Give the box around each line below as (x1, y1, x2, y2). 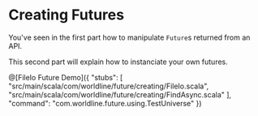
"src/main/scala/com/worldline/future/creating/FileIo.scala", (8, 81, 209, 91)
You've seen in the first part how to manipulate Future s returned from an (8, 32, 251, 42)
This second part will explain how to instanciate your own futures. (8, 57, 229, 67)
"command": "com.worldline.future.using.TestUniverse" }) (8, 98, 202, 108)
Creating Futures (8, 6, 124, 24)
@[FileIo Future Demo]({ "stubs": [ (8, 72, 123, 82)
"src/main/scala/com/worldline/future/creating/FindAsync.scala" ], (8, 89, 232, 99)
